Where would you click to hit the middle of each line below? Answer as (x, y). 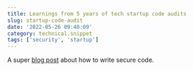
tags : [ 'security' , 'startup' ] (53, 40)
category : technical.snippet (50, 33)
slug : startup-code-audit (45, 20)
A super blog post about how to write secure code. (81, 60)
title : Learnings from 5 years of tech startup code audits (97, 14)
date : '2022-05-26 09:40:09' (50, 27)
